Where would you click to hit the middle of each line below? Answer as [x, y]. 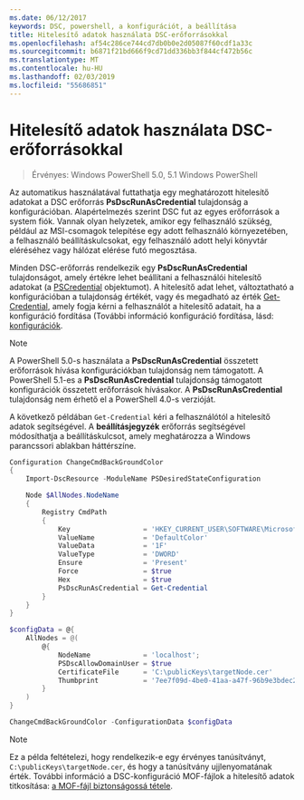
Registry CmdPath [74, 512]
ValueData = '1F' [113, 546]
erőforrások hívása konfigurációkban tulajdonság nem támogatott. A [137, 370]
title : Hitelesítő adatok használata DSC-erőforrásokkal [119, 34]
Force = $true [114, 571]
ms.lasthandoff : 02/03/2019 [62, 77]
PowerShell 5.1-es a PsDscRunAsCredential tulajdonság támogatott [136, 380]
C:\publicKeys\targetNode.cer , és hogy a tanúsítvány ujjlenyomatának [141, 766]
